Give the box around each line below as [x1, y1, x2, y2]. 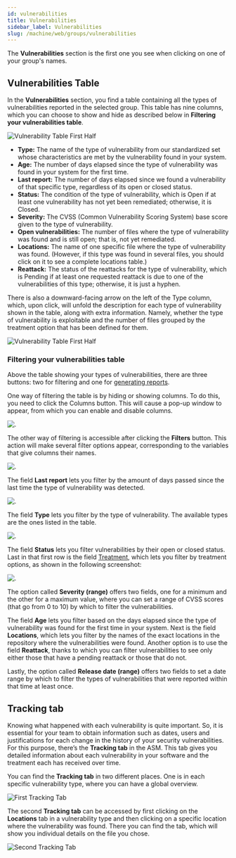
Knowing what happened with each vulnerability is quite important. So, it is [7, 722, 223, 730]
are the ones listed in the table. [7, 518, 97, 527]
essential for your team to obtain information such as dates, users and [7, 729, 210, 737]
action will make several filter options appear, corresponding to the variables [7, 441, 229, 450]
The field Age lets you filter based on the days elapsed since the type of [7, 616, 216, 625]
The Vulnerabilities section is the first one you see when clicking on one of [7, 49, 226, 58]
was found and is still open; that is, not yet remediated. [17, 235, 176, 243]
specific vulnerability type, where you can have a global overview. [7, 780, 199, 788]
